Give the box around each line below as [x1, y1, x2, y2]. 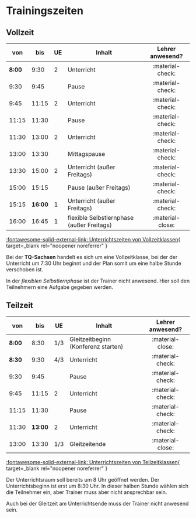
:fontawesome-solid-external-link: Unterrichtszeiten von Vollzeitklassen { [6, 236, 181, 243]
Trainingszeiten [6, 4, 83, 18]
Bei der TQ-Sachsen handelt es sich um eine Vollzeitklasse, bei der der [6, 254, 178, 260]
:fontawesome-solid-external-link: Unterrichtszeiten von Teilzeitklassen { [6, 458, 180, 465]
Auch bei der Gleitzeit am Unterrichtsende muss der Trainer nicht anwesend [6, 500, 189, 507]
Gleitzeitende [69, 439, 106, 448]
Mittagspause [68, 150, 106, 158]
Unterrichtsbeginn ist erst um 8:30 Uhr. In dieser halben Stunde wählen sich [6, 482, 188, 489]
